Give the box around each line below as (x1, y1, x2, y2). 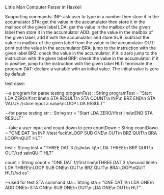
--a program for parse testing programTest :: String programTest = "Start (5, 90, 152, 96)
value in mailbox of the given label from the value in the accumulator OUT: (5, 40, 155, 46)
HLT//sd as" (5, 170, 29, 176)
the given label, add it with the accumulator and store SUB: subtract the (5, 34, 150, 40)
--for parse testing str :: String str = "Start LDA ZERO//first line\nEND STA (5, 110, 153, 116)
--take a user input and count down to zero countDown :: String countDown (5, 125, 158, 131)
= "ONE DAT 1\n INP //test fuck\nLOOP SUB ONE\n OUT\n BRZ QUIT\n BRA (5, 130, 157, 136)
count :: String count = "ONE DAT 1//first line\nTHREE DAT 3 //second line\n (5, 160, 157, 165)
